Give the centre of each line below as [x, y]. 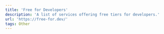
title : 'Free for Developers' [37, 10]
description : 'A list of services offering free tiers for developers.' [82, 14]
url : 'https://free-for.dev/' [37, 19]
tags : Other [17, 24]
